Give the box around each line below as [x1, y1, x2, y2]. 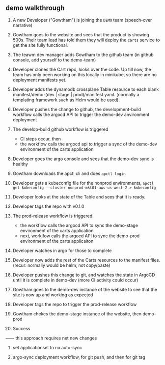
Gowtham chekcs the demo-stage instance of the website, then [12, 310, 142, 316]
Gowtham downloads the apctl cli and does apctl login [12, 170, 126, 176]
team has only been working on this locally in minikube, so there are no [12, 71, 157, 78]
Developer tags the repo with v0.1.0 [12, 203, 84, 209]
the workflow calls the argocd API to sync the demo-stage [20, 222, 138, 228]
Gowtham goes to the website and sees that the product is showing [12, 31, 149, 37]
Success [12, 325, 30, 331]
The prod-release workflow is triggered [12, 213, 93, 219]
